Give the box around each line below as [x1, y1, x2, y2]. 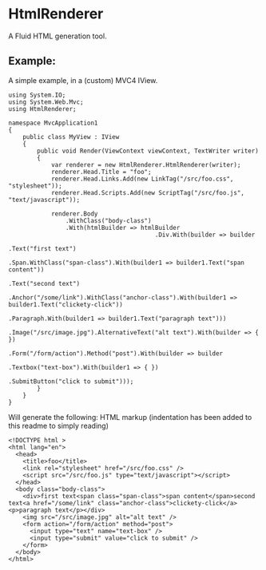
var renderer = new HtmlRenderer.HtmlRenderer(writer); [50, 160, 241, 168]
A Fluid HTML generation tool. [8, 31, 107, 41]
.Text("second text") [8, 279, 81, 287]
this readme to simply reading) [8, 421, 109, 430]
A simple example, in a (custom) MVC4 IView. [8, 75, 158, 85]
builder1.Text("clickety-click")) [8, 300, 124, 308]
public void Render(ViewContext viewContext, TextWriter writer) [37, 147, 260, 155]
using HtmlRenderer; [8, 105, 77, 113]
